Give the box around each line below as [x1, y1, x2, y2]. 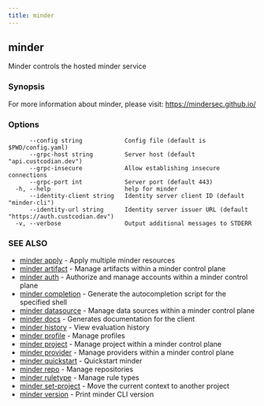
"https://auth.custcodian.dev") [8, 213, 114, 221]
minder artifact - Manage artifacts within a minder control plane [19, 264, 226, 274]
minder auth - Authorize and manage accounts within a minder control [19, 273, 248, 282]
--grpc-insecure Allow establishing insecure [28, 165, 221, 173]
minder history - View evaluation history [19, 322, 150, 332]
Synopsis [8, 81, 45, 92]
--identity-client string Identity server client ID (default [28, 192, 245, 200]
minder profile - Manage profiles [19, 331, 125, 341]
